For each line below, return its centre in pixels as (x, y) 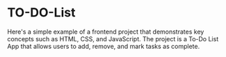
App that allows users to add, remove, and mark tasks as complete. (104, 46)
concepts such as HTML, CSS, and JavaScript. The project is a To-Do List (113, 38)
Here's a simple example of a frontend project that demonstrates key (106, 32)
